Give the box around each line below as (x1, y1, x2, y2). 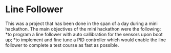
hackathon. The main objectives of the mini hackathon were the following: (5, 25, 161, 32)
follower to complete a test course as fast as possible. (5, 42, 119, 48)
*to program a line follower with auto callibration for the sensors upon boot (5, 31, 163, 37)
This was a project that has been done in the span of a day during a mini (5, 20, 158, 26)
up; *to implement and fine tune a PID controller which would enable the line (5, 37, 166, 43)
